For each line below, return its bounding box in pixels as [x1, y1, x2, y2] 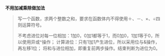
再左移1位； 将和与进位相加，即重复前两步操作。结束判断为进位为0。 [17, 45, 160, 51]
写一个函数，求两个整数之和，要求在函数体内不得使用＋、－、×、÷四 [17, 16, 160, 22]
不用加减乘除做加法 [5, 5, 45, 11]
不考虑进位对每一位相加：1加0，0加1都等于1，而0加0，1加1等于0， [17, 33, 155, 38]
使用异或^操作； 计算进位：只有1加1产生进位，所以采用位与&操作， [22, 39, 160, 45]
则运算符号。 [17, 22, 44, 28]
